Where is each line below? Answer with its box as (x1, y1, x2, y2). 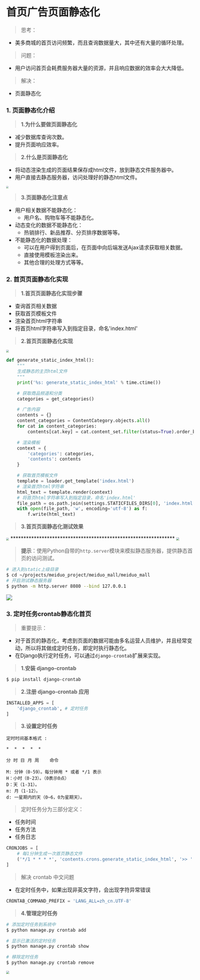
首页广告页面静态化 (6, 5, 101, 19)
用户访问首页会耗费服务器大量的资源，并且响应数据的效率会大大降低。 (14, 64, 187, 72)
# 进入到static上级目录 (6, 566, 59, 573)
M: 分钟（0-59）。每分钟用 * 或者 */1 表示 (6, 769, 102, 775)
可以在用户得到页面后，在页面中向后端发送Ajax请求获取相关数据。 (23, 244, 186, 251)
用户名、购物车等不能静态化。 (23, 214, 97, 221)
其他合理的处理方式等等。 (23, 258, 87, 266)
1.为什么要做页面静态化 (20, 121, 77, 128)
